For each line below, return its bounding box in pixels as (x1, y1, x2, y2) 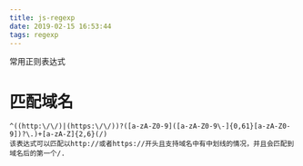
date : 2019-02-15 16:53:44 (9, 22, 112, 31)
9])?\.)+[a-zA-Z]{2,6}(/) (9, 130, 107, 139)
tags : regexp (9, 30, 59, 39)
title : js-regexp (9, 13, 76, 23)
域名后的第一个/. (9, 149, 66, 159)
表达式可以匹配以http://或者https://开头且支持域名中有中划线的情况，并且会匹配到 (15, 140, 294, 149)
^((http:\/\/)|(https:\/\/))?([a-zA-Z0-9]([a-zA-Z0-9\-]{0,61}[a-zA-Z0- (9, 122, 291, 132)
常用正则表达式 (9, 56, 66, 67)
